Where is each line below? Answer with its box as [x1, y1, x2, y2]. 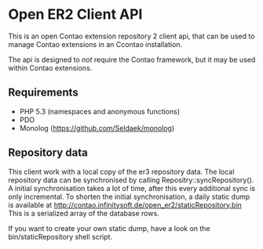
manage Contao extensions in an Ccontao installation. [8, 39, 183, 49]
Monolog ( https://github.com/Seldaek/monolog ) [19, 123, 175, 132]
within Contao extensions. [8, 63, 93, 72]
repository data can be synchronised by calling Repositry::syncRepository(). [8, 175, 254, 185]
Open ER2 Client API [8, 5, 143, 23]
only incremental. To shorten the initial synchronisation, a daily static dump [8, 192, 250, 201]
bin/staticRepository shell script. [8, 232, 112, 241]
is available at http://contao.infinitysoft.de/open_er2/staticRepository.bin [8, 200, 242, 209]
